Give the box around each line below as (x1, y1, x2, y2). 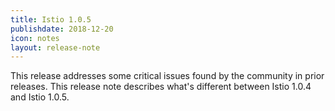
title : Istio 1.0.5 (10, 14, 92, 25)
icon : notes (10, 33, 60, 43)
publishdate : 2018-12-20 (10, 24, 114, 34)
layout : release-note (10, 42, 101, 53)
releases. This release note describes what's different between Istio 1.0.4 (10, 81, 312, 93)
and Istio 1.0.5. (10, 91, 70, 103)
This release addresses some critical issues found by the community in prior (10, 70, 325, 82)
